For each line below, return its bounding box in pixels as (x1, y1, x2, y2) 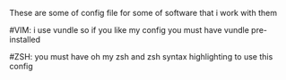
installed (9, 35, 41, 44)
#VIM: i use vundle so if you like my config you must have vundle (9, 25, 249, 35)
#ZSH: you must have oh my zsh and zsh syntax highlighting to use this (9, 52, 273, 61)
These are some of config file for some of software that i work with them (9, 8, 278, 18)
